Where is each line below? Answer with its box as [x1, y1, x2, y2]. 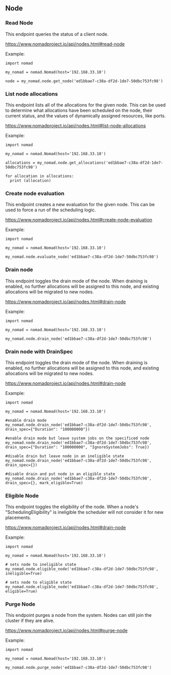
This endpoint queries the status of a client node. [5, 31, 109, 37]
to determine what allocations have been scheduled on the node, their [5, 107, 153, 113]
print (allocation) [10, 178, 52, 183]
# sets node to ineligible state [5, 562, 77, 567]
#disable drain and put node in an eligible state [5, 471, 115, 477]
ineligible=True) [5, 571, 42, 576]
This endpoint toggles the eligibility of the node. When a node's [5, 504, 139, 510]
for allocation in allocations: [5, 173, 74, 179]
